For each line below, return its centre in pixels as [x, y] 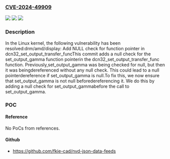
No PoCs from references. [32, 128]
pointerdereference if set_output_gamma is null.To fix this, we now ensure [82, 75]
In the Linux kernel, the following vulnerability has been [63, 43]
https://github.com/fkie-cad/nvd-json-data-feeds [64, 151]
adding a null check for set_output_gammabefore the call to [67, 86]
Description [20, 32]
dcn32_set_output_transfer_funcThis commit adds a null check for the [78, 54]
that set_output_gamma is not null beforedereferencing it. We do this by [80, 81]
